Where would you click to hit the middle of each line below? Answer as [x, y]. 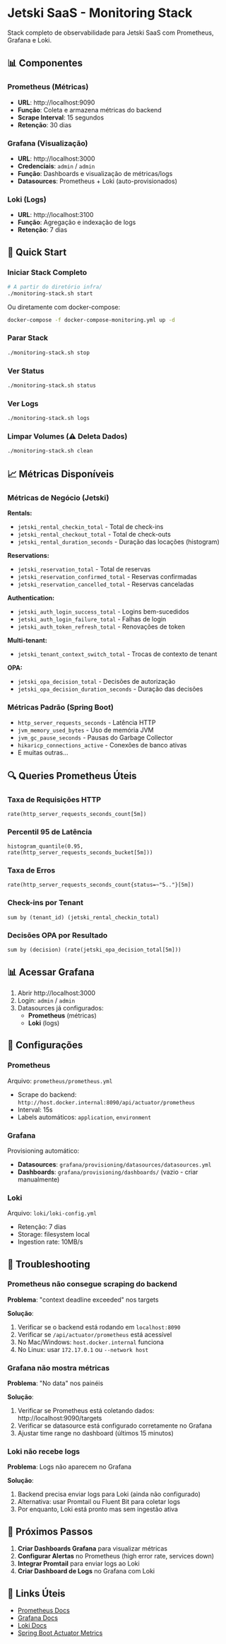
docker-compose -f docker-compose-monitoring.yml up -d [91, 320]
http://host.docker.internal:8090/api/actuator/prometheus [106, 1102]
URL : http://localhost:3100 [55, 215]
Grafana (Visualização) [48, 143]
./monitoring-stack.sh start [50, 293]
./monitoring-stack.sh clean [50, 451]
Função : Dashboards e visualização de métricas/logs [95, 173]
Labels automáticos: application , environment [84, 1117]
